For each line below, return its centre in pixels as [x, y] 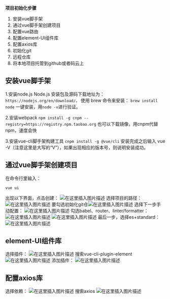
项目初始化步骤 [21, 8]
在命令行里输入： [23, 178]
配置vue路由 [26, 32]
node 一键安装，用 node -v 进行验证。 [43, 107]
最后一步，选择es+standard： [129, 217]
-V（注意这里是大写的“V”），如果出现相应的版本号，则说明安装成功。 [77, 147]
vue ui [12, 188]
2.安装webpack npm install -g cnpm [44, 117]
